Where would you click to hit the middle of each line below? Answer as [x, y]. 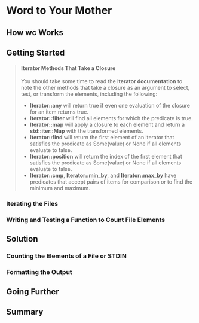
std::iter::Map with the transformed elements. [86, 131]
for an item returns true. [59, 112]
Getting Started [36, 52]
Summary [25, 312]
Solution [22, 239]
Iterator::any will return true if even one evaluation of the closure [110, 106]
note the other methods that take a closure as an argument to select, [105, 88]
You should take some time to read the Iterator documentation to [102, 81]
